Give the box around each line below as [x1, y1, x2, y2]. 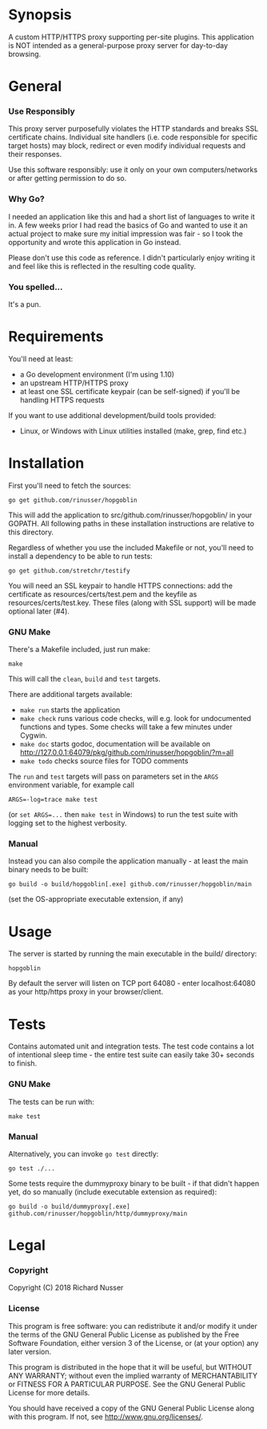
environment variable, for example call [8, 780, 134, 790]
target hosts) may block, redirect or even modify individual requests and [8, 141, 246, 151]
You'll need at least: [8, 354, 74, 364]
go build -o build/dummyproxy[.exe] [8, 1202, 130, 1210]
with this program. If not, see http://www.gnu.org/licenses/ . [8, 1411, 204, 1421]
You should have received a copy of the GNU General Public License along [8, 1403, 254, 1413]
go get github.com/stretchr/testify [8, 566, 130, 574]
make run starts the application [19, 705, 121, 714]
